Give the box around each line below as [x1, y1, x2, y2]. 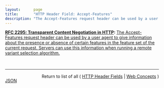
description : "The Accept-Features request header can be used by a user [5, 16, 159, 21]
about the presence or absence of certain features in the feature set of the [5, 40, 155, 46]
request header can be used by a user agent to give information [23, 35, 152, 40]
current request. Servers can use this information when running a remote [5, 45, 152, 51]
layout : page [5, 7, 42, 12]
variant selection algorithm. [5, 50, 60, 56]
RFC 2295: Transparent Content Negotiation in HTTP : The [5, 30, 124, 35]
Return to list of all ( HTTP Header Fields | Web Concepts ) [41, 73, 159, 79]
